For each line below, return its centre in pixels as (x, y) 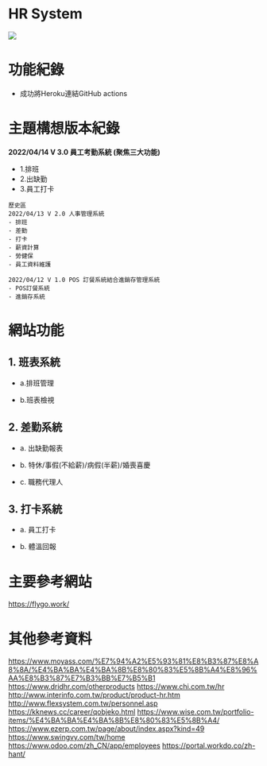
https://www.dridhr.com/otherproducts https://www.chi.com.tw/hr (116, 687)
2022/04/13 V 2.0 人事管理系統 (56, 214)
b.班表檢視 (37, 400)
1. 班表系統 (35, 362)
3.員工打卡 (37, 188)
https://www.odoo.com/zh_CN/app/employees (84, 746)
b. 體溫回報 (38, 547)
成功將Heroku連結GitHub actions (74, 93)
